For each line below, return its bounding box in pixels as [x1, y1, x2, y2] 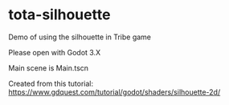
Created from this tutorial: [8, 79, 94, 88]
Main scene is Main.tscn [8, 63, 89, 73]
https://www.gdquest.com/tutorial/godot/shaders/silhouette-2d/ [8, 87, 221, 97]
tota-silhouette [8, 6, 111, 24]
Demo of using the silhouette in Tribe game [8, 32, 151, 42]
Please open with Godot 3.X [8, 47, 101, 57]
